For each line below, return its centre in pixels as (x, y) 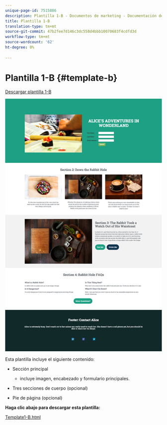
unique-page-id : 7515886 (31, 10)
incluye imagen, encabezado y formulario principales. (75, 379)
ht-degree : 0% (20, 47)
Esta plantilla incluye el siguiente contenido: (50, 359)
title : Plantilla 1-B (28, 21)
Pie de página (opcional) (37, 398)
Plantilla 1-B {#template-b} (61, 78)
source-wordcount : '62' (30, 42)
